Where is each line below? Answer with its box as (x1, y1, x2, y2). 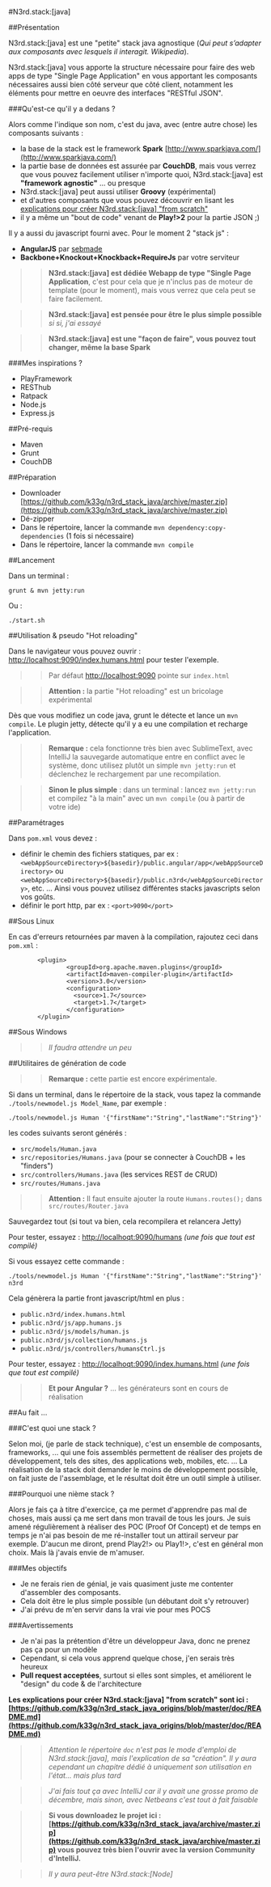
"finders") (19, 1161, 54, 1170)
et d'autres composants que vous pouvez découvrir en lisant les (19, 196, 235, 205)
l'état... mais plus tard (48, 1771, 121, 1780)
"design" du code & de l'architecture (19, 1679, 142, 1689)
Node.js (19, 400, 47, 409)
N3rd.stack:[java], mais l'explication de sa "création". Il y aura (48, 1754, 256, 1762)
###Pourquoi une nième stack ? (8, 1489, 115, 1499)
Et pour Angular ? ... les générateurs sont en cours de (48, 1383, 229, 1393)
